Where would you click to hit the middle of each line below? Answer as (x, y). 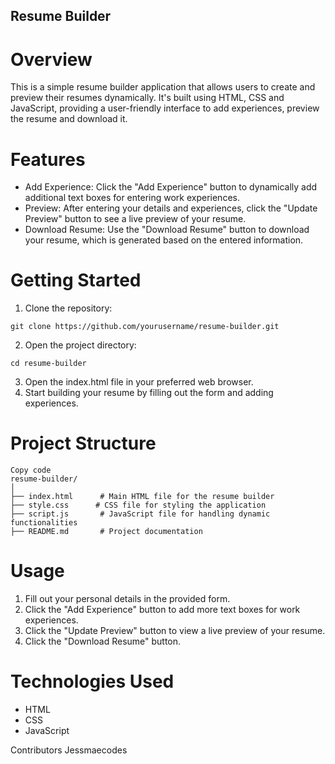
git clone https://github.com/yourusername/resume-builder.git (145, 327)
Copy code (31, 470)
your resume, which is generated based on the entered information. (164, 240)
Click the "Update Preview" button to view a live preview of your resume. (175, 631)
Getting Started (76, 280)
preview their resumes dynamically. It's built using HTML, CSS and (147, 98)
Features (48, 159)
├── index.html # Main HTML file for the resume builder (142, 497)
